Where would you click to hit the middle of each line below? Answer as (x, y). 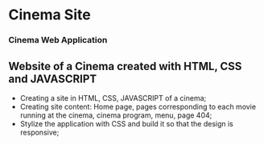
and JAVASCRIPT (53, 79)
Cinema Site (49, 15)
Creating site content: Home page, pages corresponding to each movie (138, 106)
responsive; (39, 132)
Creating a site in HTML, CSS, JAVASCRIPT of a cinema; (113, 97)
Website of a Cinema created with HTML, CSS (125, 66)
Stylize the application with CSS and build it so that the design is (126, 123)
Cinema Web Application (58, 40)
